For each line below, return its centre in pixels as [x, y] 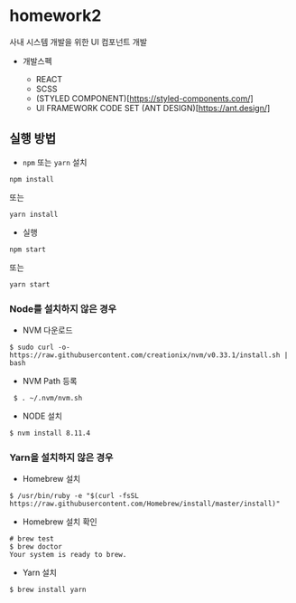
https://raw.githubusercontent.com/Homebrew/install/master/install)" [145, 504]
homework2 [55, 16]
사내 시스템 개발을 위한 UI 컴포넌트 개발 [78, 42]
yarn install [34, 214]
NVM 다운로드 [48, 330]
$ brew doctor [36, 547]
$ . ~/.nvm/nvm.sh [48, 399]
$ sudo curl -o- [40, 348]
